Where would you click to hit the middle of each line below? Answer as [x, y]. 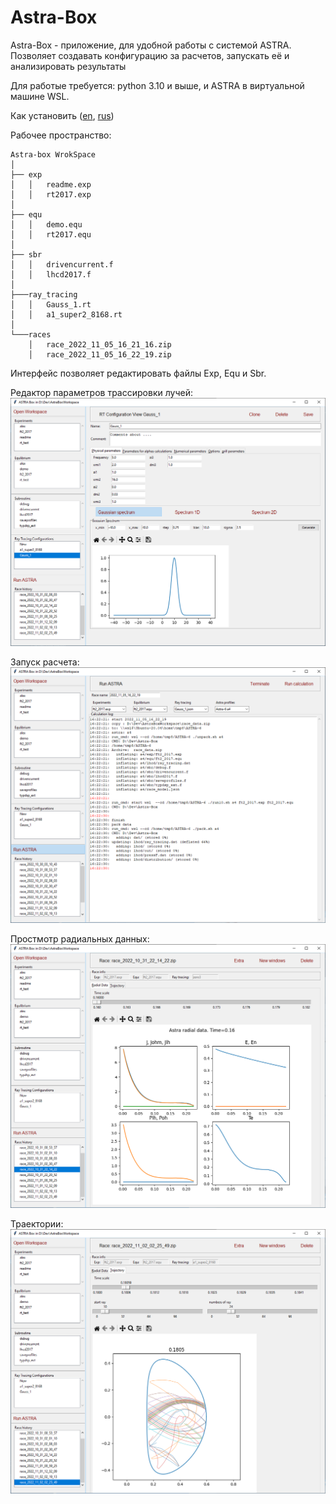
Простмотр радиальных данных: [80, 938]
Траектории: [37, 1224]
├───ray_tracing [44, 294]
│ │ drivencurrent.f [62, 264]
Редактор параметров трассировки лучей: [101, 392]
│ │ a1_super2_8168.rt [66, 314]
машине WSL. [40, 96]
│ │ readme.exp [51, 184]
